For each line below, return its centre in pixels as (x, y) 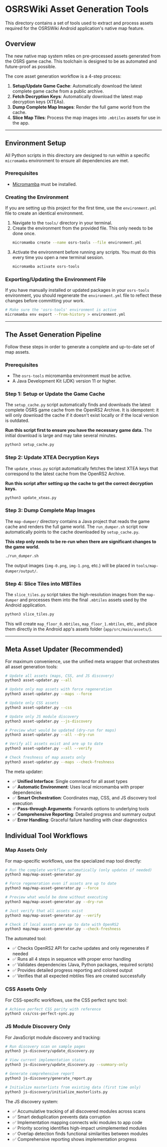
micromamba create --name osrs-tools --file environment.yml (77, 243)
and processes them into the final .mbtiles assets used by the (83, 600)
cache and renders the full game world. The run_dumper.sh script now (77, 526)
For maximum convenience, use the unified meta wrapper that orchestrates (82, 661)
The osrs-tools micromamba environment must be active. (72, 376)
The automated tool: (26, 939)
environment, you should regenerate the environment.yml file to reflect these (83, 295)
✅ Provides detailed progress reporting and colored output (72, 970)
